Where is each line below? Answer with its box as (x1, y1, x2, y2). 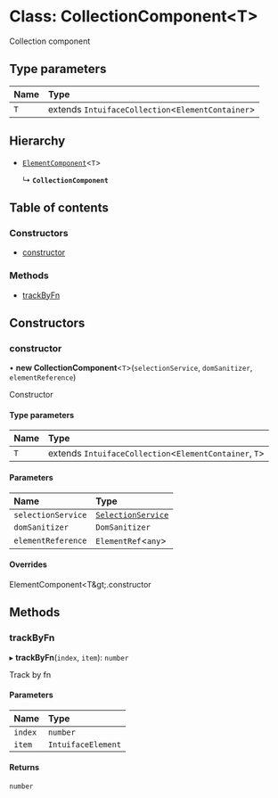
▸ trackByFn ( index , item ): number (9, 652, 129, 662)
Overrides (9, 559, 47, 570)
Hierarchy (9, 134, 66, 149)
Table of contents (9, 200, 109, 215)
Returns (9, 762, 40, 773)
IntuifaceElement (47, 739, 122, 750)
